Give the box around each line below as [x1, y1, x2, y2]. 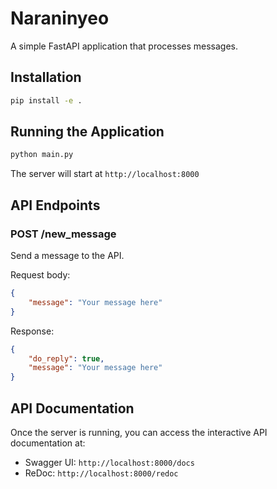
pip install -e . [10, 95, 83, 106]
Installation [10, 69, 82, 86]
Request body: [10, 269, 71, 281]
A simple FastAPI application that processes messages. [10, 40, 239, 52]
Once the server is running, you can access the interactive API [10, 426, 268, 438]
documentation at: [10, 437, 86, 449]
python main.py [10, 150, 74, 160]
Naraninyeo [10, 7, 110, 30]
